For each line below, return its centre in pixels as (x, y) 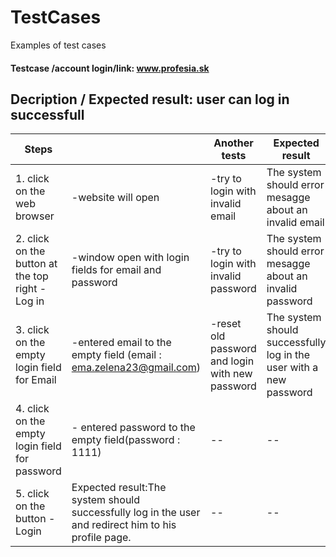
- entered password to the (133, 428)
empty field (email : (116, 355)
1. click (32, 179)
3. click (32, 330)
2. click (32, 239)
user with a (292, 368)
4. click (32, 409)
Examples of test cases (58, 45)
